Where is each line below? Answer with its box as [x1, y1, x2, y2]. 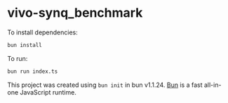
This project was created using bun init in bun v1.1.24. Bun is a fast [7, 81, 203, 89]
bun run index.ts [7, 68, 58, 75]
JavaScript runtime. [20, 88, 77, 96]
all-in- [203, 81, 222, 89]
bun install [7, 41, 42, 48]
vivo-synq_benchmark [7, 5, 143, 21]
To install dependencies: [7, 28, 79, 36]
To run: [7, 54, 28, 62]
